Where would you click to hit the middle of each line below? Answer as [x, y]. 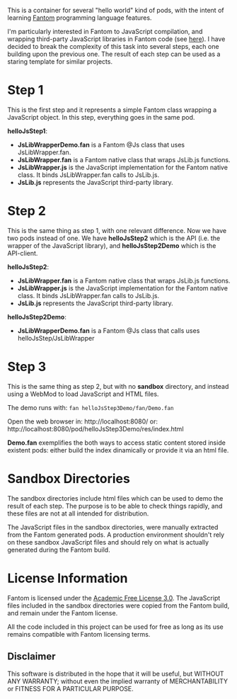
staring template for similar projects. [60, 62]
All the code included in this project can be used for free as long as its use [116, 627]
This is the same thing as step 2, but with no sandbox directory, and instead [118, 386]
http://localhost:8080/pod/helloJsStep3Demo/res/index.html [96, 428]
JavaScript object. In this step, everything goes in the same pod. [101, 117]
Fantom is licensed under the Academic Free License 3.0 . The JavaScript [114, 598]
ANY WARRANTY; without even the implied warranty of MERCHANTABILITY [118, 681]
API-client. [23, 253]
